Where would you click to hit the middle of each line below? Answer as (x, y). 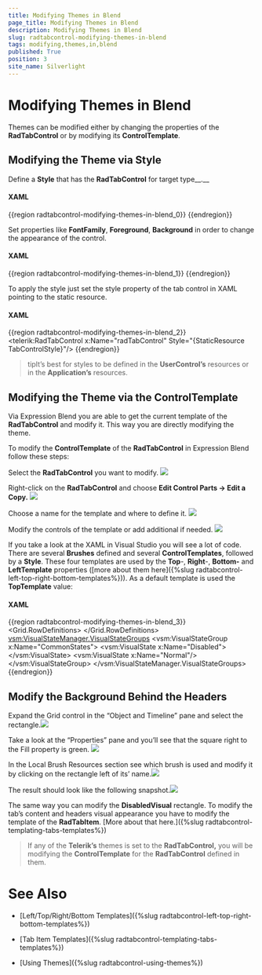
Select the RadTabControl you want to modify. (84, 473)
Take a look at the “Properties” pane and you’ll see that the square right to (128, 739)
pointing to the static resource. (58, 297)
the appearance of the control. (58, 238)
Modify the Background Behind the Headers (118, 697)
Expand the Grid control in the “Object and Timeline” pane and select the (126, 715)
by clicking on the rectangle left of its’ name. (80, 773)
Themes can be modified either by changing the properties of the (114, 127)
